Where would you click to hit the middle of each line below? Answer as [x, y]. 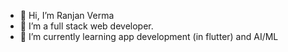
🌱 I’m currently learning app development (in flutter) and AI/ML [149, 36]
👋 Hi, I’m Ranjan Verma [67, 15]
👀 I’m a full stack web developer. [86, 26]
